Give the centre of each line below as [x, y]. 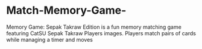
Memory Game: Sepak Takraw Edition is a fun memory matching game [94, 27]
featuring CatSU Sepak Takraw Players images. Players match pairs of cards [101, 33]
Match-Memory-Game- [66, 10]
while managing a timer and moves [50, 39]
